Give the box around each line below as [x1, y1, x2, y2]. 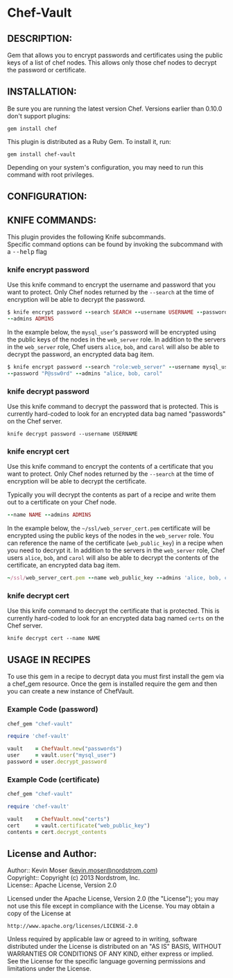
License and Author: [7, 848, 97, 860]
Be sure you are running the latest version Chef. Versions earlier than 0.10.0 [7, 104, 223, 113]
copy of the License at [7, 909, 71, 917]
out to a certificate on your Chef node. [7, 498, 116, 506]
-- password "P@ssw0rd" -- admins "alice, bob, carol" [7, 370, 163, 377]
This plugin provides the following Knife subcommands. [7, 233, 166, 241]
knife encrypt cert [7, 447, 69, 456]
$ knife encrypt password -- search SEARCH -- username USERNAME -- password [7, 309, 228, 316]
